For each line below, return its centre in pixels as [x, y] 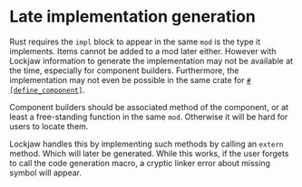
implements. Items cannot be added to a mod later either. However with [143, 51]
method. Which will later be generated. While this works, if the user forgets [149, 153]
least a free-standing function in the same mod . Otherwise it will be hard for [149, 117]
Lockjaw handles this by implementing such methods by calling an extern [146, 144]
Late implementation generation [133, 17]
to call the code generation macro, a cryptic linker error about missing [140, 163]
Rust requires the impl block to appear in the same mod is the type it [135, 42]
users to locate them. [49, 126]
